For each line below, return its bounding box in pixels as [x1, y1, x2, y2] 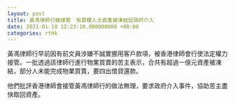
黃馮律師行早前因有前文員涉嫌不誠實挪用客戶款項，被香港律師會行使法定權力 [7, 49, 228, 58]
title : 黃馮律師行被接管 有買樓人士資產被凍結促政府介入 [7, 17, 155, 24]
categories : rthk [7, 29, 58, 37]
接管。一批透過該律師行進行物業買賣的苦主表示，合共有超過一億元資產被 [7, 58, 215, 67]
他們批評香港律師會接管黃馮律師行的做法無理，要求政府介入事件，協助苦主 [7, 81, 222, 90]
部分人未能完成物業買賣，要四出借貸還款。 [19, 67, 142, 75]
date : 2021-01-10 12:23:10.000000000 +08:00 [7, 23, 139, 30]
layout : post [7, 10, 45, 17]
